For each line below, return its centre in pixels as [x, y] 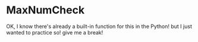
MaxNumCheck [45, 10]
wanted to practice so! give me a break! [55, 32]
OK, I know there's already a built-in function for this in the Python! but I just [99, 26]
